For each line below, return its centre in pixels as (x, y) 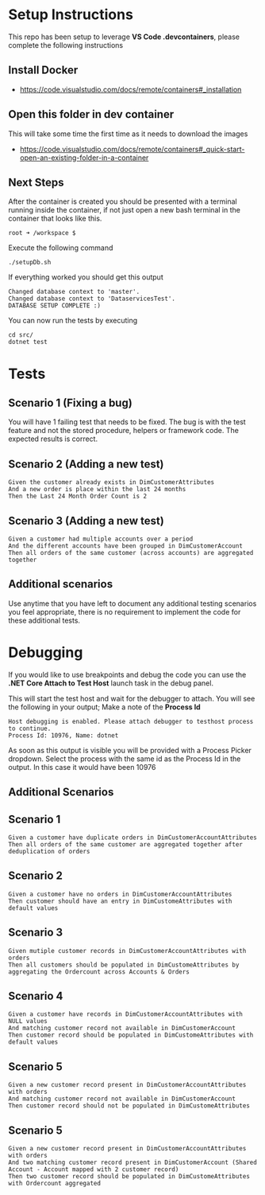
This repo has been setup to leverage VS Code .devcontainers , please (124, 37)
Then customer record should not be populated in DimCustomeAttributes (129, 1106)
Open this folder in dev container (91, 114)
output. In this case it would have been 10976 (82, 767)
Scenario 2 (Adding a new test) (86, 464)
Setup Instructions (71, 15)
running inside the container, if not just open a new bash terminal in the (124, 210)
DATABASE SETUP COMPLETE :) (55, 306)
